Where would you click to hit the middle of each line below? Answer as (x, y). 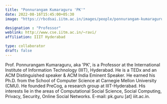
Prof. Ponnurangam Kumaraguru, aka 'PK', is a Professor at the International (83, 64)
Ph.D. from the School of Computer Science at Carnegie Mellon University (81, 80)
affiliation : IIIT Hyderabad (35, 37)
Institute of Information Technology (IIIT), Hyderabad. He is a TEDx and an (81, 70)
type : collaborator (25, 46)
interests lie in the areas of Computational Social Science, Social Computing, (83, 91)
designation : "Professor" (33, 28)
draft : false (19, 51)
